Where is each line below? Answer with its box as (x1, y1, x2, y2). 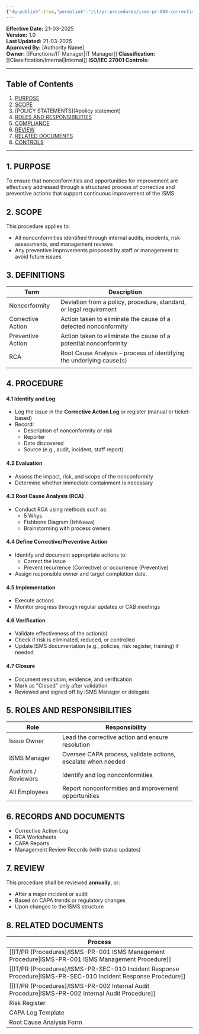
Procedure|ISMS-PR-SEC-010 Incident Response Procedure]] (9, 972, 186, 980)
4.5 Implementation (6, 584, 56, 591)
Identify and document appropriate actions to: (14, 551, 127, 558)
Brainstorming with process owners (23, 525, 111, 532)
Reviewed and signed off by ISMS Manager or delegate (14, 688, 150, 695)
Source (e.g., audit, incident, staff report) (23, 446, 124, 453)
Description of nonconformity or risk (23, 427, 113, 434)
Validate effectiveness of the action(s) (14, 630, 108, 637)
